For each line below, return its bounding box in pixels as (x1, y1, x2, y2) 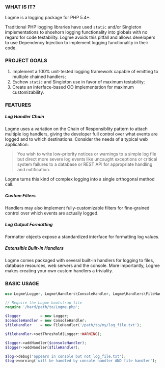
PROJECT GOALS (5, 57, 48, 64)
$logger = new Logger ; (5, 314, 69, 318)
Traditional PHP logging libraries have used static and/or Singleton (5, 24, 141, 30)
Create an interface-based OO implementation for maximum (12, 84, 134, 90)
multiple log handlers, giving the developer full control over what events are (5, 131, 158, 137)
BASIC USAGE (5, 280, 39, 287)
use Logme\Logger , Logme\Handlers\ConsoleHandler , (5, 291, 111, 296)
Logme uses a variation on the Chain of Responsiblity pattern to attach (5, 126, 148, 132)
